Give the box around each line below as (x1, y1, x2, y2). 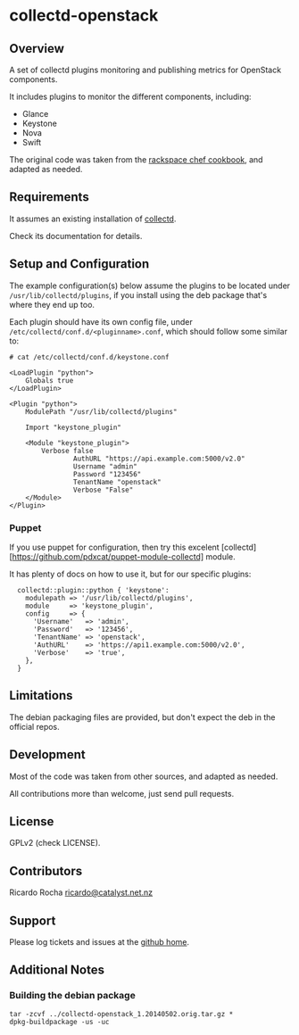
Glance (21, 109, 49, 119)
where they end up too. (9, 299, 96, 310)
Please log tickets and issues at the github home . (9, 936, 190, 947)
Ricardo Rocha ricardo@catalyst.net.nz (9, 887, 154, 898)
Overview (9, 41, 65, 56)
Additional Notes (9, 963, 105, 978)
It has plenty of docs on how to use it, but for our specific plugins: (9, 568, 252, 579)
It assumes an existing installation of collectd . (9, 213, 177, 224)
